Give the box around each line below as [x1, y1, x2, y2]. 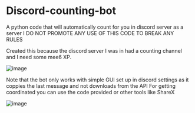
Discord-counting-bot [6, 4, 117, 18]
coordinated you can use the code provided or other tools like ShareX [6, 88, 175, 95]
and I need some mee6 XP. [6, 53, 72, 60]
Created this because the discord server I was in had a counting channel [6, 47, 183, 54]
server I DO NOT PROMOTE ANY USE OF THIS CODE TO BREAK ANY [6, 29, 174, 36]
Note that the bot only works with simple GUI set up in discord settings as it [6, 76, 189, 83]
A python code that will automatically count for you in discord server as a [6, 23, 184, 30]
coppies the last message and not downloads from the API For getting [6, 82, 176, 89]
